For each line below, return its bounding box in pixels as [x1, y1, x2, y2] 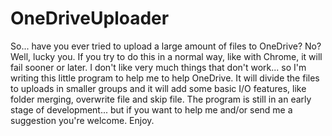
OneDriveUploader [10, 7, 170, 30]
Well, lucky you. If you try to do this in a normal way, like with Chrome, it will [10, 50, 323, 62]
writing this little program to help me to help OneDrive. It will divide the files [10, 72, 320, 84]
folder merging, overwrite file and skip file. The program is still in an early [10, 93, 312, 105]
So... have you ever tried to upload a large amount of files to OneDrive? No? [10, 40, 322, 52]
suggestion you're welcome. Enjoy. [10, 114, 155, 126]
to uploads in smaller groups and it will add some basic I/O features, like [10, 82, 307, 94]
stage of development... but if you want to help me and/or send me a [10, 103, 293, 116]
